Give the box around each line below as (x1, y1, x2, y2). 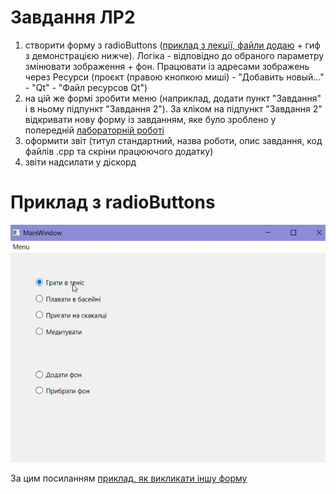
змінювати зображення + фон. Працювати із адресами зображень (24, 60, 310, 72)
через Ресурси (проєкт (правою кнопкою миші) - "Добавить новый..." (24, 71, 325, 83)
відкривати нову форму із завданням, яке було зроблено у (24, 113, 277, 125)
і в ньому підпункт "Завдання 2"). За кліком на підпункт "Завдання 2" (24, 102, 323, 115)
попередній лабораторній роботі (24, 124, 165, 136)
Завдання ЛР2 (10, 6, 136, 29)
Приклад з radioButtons (10, 191, 216, 214)
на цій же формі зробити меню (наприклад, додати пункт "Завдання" (24, 92, 322, 104)
